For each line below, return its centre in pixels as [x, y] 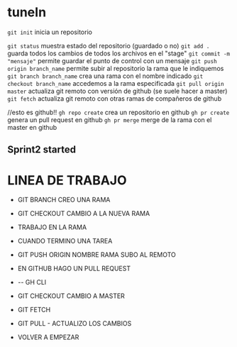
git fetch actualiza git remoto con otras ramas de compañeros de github [115, 98]
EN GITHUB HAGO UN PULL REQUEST [74, 269]
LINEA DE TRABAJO [67, 180]
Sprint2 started [42, 150]
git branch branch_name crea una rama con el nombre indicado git [105, 76]
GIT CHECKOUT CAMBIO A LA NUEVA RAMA [84, 214]
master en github [32, 127]
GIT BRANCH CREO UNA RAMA [64, 200]
